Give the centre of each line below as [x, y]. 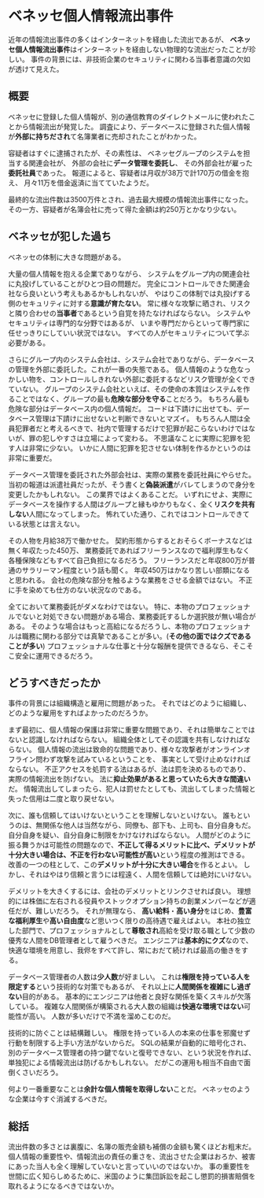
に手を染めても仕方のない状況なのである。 [77, 590]
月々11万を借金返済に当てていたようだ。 [88, 183]
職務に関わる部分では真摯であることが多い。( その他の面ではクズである [136, 636]
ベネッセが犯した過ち [60, 237]
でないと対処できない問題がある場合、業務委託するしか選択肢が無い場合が [135, 616]
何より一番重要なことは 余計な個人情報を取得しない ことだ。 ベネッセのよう [130, 1089]
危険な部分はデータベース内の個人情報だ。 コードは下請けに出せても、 [122, 408]
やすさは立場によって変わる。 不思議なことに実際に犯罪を [150, 438]
